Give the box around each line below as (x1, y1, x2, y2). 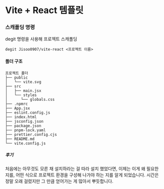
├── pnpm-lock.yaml (5, 127, 46, 133)
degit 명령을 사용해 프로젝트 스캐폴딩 (5, 36, 78, 42)
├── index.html (5, 114, 37, 119)
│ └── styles (5, 92, 37, 98)
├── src (5, 84, 22, 89)
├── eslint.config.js (5, 110, 51, 115)
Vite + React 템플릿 (5, 5, 84, 16)
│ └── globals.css (5, 97, 55, 102)
